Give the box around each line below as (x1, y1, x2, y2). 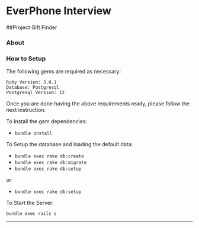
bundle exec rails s (6, 211, 57, 217)
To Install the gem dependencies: (6, 118, 88, 125)
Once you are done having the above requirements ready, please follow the (6, 100, 190, 107)
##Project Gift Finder (6, 24, 57, 31)
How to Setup (6, 54, 46, 63)
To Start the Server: (6, 200, 54, 207)
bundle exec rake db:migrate (14, 160, 87, 166)
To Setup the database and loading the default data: (6, 141, 133, 148)
